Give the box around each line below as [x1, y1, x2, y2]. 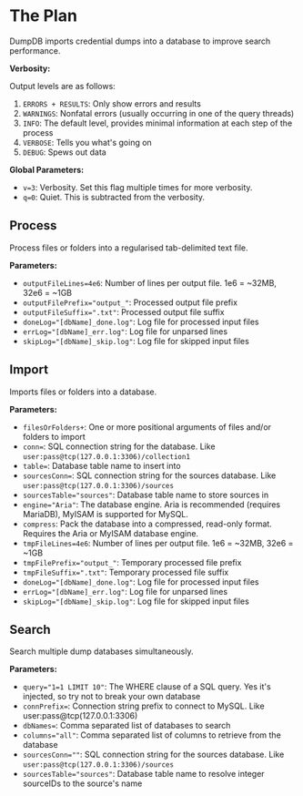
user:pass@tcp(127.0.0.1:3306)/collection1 [22, 452, 191, 461]
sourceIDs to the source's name [22, 778, 143, 789]
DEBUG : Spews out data [22, 147, 106, 158]
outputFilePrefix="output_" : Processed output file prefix [22, 297, 238, 308]
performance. [9, 45, 61, 56]
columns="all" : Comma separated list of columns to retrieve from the [22, 730, 282, 740]
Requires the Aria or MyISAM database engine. [22, 527, 198, 538]
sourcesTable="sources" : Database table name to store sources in [22, 489, 269, 500]
